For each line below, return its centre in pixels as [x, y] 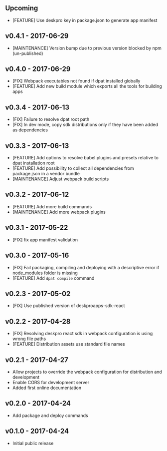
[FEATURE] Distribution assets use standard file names [69, 344]
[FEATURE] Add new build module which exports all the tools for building [87, 86]
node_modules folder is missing [45, 273]
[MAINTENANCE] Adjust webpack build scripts [61, 179]
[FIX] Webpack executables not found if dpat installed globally [76, 81]
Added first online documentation [47, 388]
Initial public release [33, 443]
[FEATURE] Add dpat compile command [53, 278]
